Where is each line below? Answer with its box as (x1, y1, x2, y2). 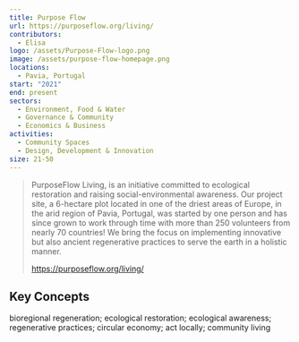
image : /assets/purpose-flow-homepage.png (9, 55, 170, 64)
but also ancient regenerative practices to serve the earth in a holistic (30, 236, 288, 247)
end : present (9, 88, 58, 97)
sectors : (9, 96, 42, 106)
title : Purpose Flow (9, 13, 87, 22)
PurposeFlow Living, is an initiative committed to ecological (30, 179, 251, 190)
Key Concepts (9, 288, 90, 304)
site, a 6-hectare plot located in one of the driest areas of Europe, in (30, 198, 282, 209)
